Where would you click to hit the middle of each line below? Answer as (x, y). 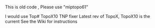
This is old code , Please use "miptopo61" (47, 7)
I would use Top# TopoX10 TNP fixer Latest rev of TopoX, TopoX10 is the (78, 16)
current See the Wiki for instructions (41, 21)
